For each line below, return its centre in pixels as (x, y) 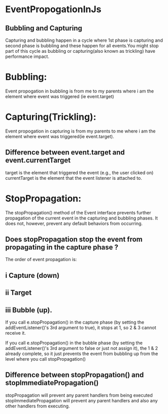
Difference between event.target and (65, 153)
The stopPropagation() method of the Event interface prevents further (78, 212)
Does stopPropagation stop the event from (74, 240)
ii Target (19, 293)
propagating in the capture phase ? (62, 247)
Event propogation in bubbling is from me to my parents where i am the (79, 91)
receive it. (16, 333)
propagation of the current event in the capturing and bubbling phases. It (82, 218)
